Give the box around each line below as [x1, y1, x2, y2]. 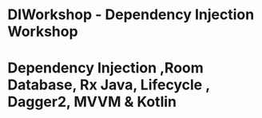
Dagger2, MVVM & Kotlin [7, 93, 177, 111]
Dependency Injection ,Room [7, 59, 204, 77]
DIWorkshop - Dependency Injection [7, 6, 255, 24]
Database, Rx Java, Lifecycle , [7, 76, 210, 94]
